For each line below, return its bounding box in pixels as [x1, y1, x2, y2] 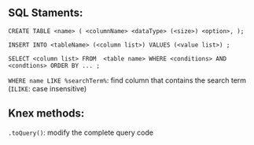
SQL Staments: [8, 6, 83, 20]
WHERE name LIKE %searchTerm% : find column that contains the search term [8, 75, 246, 85]
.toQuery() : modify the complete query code [8, 128, 153, 137]
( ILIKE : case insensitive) [8, 84, 87, 93]
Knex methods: [8, 106, 85, 121]
